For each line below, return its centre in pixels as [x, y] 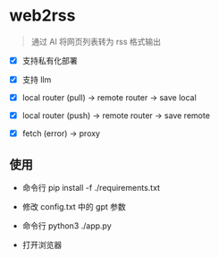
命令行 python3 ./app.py [67, 226]
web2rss [42, 16]
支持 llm [37, 80]
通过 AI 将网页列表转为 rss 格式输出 [96, 41]
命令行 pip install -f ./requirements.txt [91, 188]
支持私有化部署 [50, 60]
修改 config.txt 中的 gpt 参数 [74, 207]
